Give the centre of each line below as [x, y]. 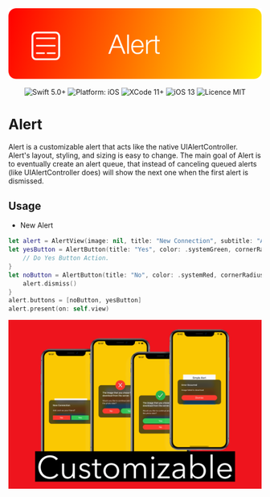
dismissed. [26, 181]
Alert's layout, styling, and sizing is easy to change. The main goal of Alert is [135, 155]
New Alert [37, 225]
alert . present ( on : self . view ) [59, 309]
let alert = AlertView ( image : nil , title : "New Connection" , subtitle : [131, 241]
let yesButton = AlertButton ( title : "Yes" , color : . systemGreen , [120, 250]
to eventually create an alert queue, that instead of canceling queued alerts [133, 163]
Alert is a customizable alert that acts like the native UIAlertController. [123, 146]
